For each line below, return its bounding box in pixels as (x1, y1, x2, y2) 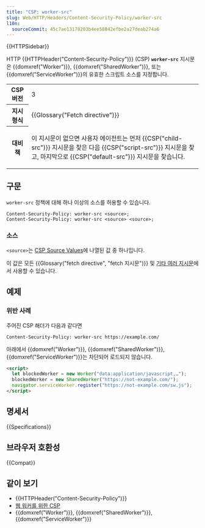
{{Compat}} (6, 459, 35, 466)
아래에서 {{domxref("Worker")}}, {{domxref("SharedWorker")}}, (6, 345, 165, 352)
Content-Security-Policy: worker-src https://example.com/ (6, 334, 160, 340)
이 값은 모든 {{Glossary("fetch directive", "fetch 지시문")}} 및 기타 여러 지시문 (6, 259, 194, 267)
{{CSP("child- (142, 134, 183, 143)
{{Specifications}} (6, 423, 52, 430)
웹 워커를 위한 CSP (15, 502, 61, 510)
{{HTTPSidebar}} (6, 43, 50, 50)
